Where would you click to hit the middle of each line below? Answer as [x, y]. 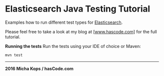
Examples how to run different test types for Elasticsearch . [64, 22]
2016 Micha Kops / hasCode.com [39, 68]
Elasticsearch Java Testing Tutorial [78, 9]
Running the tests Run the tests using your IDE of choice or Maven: [73, 46]
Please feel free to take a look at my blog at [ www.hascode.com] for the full [81, 31]
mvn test [14, 55]
